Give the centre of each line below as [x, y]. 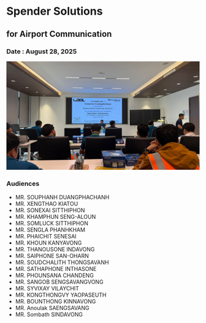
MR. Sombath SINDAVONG [49, 314]
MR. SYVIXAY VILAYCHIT [47, 288]
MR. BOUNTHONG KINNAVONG [55, 301]
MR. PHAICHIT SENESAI [46, 236]
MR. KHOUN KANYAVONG [48, 243]
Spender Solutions [55, 11]
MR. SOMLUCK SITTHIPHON [52, 223]
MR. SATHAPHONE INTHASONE [56, 268]
